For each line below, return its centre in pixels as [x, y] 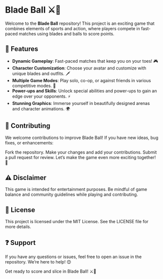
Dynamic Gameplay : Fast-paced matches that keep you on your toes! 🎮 [85, 61]
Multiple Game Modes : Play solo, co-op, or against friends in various [81, 80]
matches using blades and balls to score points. [66, 34]
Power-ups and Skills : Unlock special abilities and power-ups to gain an [84, 91]
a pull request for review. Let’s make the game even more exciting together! [81, 157]
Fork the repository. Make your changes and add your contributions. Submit [81, 152]
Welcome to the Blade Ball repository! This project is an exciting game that [80, 23]
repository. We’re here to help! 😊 [38, 262]
